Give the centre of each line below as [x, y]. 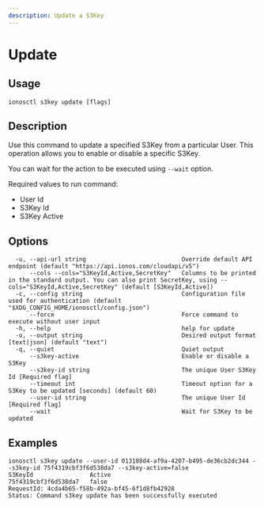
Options [28, 241]
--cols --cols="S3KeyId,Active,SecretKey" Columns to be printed [143, 274]
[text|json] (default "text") [58, 342]
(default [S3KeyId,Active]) [168, 287]
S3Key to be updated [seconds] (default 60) [83, 391]
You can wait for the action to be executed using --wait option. [111, 169]
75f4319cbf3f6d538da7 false [58, 482]
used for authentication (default [65, 301]
